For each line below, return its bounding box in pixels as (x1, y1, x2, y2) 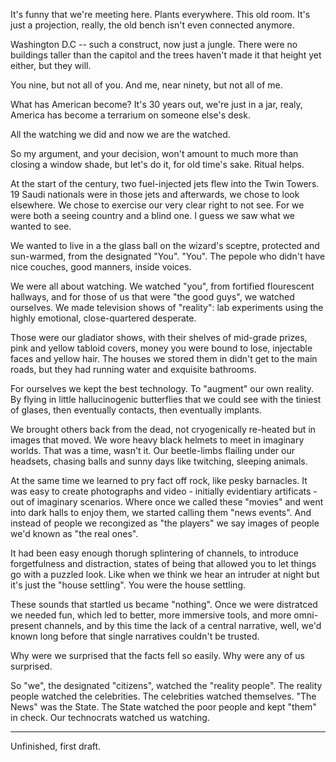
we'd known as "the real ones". (10, 528, 139, 539)
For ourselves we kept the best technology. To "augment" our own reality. (10, 383, 315, 394)
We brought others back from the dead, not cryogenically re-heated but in (10, 424, 317, 435)
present (10, 620, 43, 631)
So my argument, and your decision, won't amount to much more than (10, 148, 299, 159)
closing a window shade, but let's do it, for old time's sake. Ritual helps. (10, 159, 305, 170)
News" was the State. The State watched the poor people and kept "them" (10, 701, 317, 713)
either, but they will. (10, 60, 92, 71)
